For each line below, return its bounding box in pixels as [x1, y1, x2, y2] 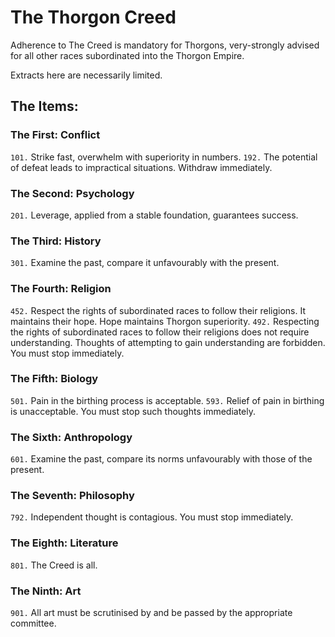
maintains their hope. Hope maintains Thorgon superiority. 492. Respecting [10, 315, 320, 327]
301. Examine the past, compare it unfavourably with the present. [10, 257, 280, 269]
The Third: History [10, 234, 102, 248]
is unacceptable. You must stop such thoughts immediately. [10, 405, 256, 417]
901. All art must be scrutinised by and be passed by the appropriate [10, 607, 293, 618]
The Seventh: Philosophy [10, 489, 135, 503]
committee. [10, 617, 57, 629]
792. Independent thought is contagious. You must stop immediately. [10, 511, 294, 523]
